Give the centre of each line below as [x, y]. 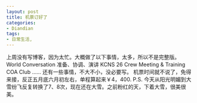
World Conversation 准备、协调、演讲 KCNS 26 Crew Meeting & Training [96, 64]
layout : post [23, 12]
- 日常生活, [20, 39]
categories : [21, 23]
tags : [13, 34]
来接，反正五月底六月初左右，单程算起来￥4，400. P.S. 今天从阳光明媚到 [96, 79]
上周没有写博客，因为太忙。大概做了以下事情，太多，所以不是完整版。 [93, 57]
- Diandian [20, 28]
